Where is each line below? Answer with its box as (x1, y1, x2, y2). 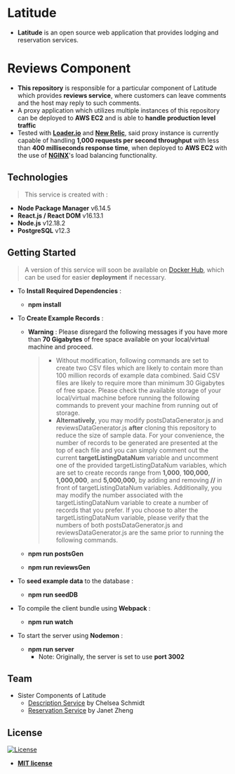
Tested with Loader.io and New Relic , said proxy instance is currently (17, 128, 219, 137)
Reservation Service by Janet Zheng (27, 706, 133, 715)
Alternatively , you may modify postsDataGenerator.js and (55, 416, 224, 424)
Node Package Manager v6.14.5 (17, 204, 111, 212)
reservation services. (17, 35, 79, 44)
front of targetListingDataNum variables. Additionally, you (55, 483, 222, 492)
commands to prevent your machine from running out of (55, 401, 219, 409)
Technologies (7, 171, 69, 184)
